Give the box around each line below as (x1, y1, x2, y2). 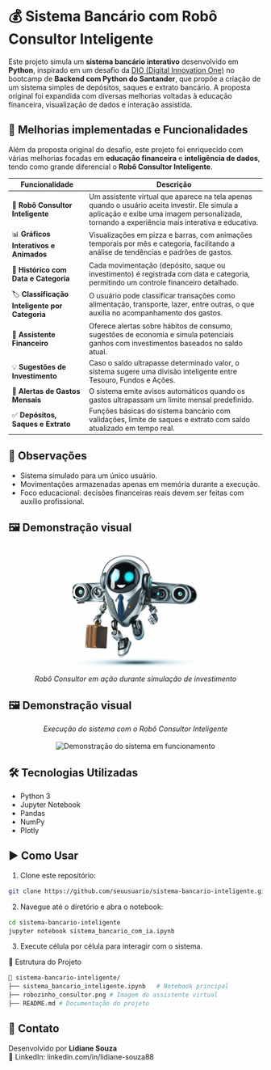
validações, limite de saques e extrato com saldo (88, 415, 250, 425)
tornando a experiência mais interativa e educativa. (88, 217, 259, 227)
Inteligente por (11, 301, 63, 311)
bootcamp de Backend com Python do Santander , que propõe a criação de (8, 74, 261, 83)
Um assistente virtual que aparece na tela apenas (88, 192, 252, 201)
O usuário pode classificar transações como (88, 290, 236, 300)
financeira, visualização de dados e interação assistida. (8, 99, 193, 109)
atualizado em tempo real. (88, 423, 175, 433)
